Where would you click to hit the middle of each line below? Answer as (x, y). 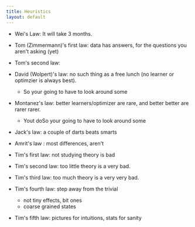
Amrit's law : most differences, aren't (59, 143)
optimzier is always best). (45, 80)
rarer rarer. (28, 109)
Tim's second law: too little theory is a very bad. (72, 166)
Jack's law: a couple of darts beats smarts (66, 132)
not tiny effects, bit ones (52, 200)
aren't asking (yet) (37, 51)
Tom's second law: (37, 63)
